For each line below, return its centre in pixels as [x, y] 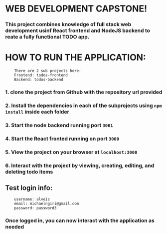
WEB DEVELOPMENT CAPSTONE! [76, 9]
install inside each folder [37, 111]
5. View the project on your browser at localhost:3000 [71, 152]
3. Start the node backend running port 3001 [59, 125]
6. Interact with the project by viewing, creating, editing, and [80, 165]
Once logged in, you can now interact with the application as [80, 220]
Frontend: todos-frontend [41, 75]
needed [15, 227]
